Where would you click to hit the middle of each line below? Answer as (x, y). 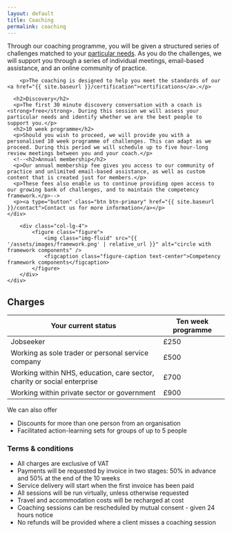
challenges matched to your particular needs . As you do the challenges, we (115, 53)
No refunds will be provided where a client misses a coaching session (116, 523)
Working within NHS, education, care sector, (83, 373)
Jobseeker (28, 342)
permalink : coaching (37, 26)
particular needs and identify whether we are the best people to (105, 117)
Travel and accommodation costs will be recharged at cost (100, 500)
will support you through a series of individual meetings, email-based (106, 61)
